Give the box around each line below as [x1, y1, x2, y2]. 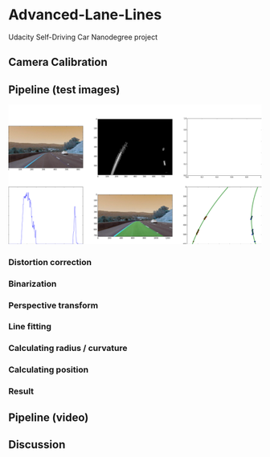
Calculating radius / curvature [8, 343, 128, 354]
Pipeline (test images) [8, 83, 121, 96]
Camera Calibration [8, 55, 108, 69]
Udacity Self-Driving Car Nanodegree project [8, 32, 158, 42]
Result [8, 386, 35, 397]
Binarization [8, 278, 57, 289]
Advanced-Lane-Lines [8, 6, 162, 24]
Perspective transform [8, 300, 99, 311]
